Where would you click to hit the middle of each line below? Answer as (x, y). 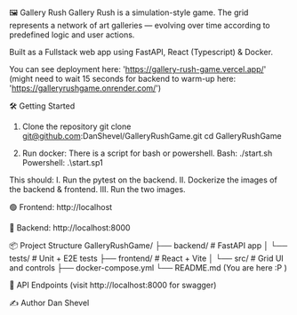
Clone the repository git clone (76, 126)
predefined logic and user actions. (72, 35)
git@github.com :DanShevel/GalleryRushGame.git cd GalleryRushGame (152, 136)
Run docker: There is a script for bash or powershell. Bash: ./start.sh (147, 153)
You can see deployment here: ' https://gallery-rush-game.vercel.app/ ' (138, 69)
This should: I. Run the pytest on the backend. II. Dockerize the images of (143, 180)
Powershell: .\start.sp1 (63, 162)
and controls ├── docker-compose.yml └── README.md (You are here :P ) (148, 268)
